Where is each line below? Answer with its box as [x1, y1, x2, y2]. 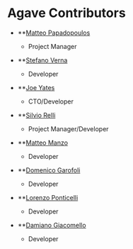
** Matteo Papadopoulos [17, 28, 91, 37]
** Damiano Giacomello [17, 221, 86, 229]
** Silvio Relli [17, 111, 56, 119]
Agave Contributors [7, 5, 126, 21]
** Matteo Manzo [17, 138, 69, 147]
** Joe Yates [17, 83, 55, 92]
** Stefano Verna [17, 55, 68, 65]
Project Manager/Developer [28, 124, 109, 133]
